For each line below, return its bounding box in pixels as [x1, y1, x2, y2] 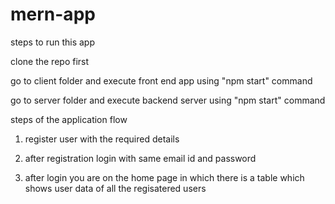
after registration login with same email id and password [24, 152, 257, 164]
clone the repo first [10, 55, 90, 67]
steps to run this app [10, 36, 96, 48]
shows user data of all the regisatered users [24, 182, 207, 194]
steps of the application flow [10, 113, 128, 125]
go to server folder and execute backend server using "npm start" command [10, 94, 326, 106]
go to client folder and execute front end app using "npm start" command [10, 74, 313, 87]
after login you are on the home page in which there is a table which [24, 171, 305, 183]
